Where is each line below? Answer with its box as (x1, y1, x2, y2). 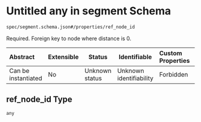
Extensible (47, 53, 79, 61)
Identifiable (118, 53, 153, 61)
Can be (9, 66, 30, 75)
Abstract (9, 53, 35, 61)
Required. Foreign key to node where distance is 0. (6, 35, 132, 42)
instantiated (9, 74, 42, 82)
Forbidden (159, 70, 188, 78)
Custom (159, 49, 182, 57)
